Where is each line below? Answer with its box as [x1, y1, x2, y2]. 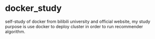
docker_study [5, 3, 62, 14]
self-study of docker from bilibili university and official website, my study [5, 19, 151, 24]
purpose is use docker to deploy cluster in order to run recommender [5, 23, 143, 29]
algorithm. [5, 29, 26, 34]
